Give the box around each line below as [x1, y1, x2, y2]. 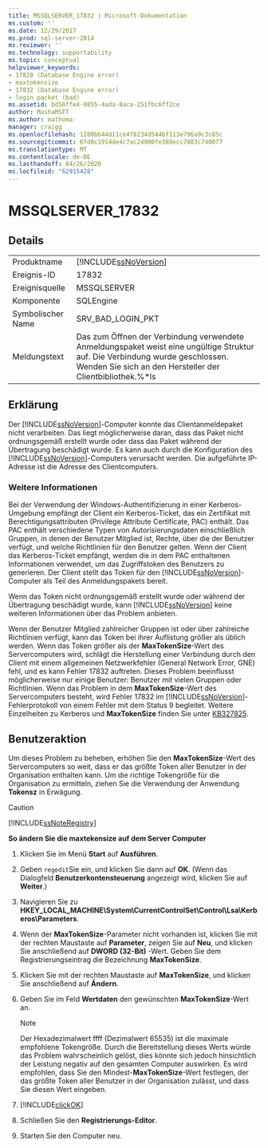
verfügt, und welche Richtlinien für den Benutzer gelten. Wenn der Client [8, 542, 247, 552]
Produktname [12, 256, 63, 267]
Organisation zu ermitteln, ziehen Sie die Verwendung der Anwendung [8, 778, 240, 788]
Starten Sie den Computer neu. [19, 1130, 122, 1140]
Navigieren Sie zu [19, 897, 78, 906]
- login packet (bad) [8, 93, 81, 101]
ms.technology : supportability [8, 49, 112, 57]
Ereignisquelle [12, 283, 65, 293]
